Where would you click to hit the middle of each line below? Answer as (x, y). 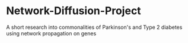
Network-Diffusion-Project (74, 11)
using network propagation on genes (51, 33)
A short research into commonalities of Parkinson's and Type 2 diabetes (94, 27)
